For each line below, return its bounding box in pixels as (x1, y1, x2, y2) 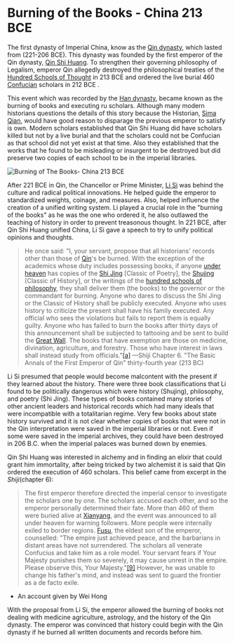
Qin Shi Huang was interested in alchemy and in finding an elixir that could (7, 453, 222, 461)
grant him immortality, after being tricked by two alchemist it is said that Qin (7, 460, 226, 468)
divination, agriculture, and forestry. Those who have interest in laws (24, 343, 223, 352)
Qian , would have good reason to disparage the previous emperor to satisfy (7, 116, 226, 124)
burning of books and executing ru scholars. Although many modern (7, 101, 205, 110)
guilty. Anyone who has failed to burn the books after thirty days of (24, 321, 219, 329)
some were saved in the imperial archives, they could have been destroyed (7, 432, 224, 440)
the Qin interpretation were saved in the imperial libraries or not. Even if (7, 424, 214, 432)
